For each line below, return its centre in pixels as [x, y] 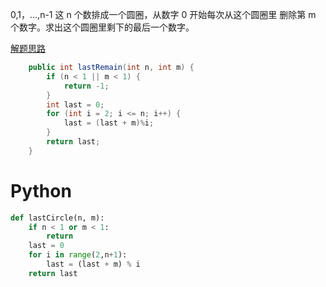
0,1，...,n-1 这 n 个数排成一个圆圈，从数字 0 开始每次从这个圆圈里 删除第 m [163, 14]
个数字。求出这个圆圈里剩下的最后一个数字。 [102, 27]
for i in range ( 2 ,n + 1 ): [78, 255]
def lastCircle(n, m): [57, 218]
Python [41, 190]
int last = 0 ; [75, 104]
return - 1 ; [86, 86]
